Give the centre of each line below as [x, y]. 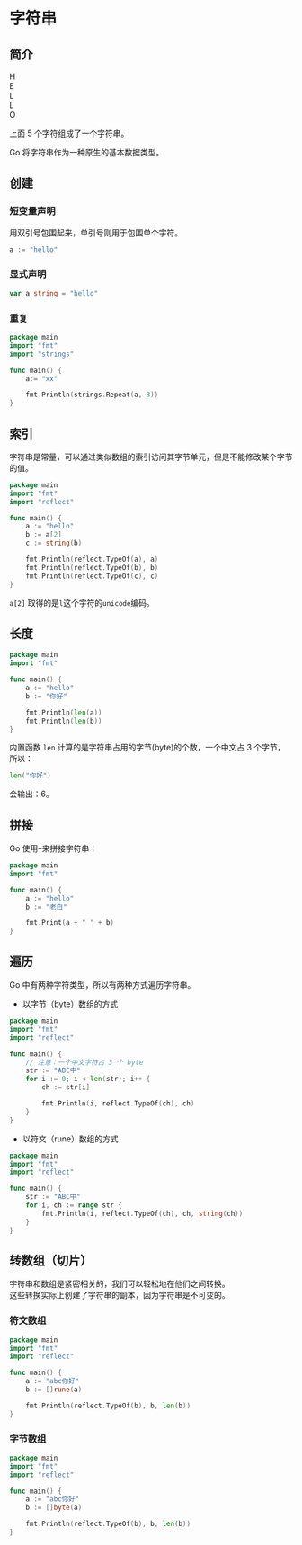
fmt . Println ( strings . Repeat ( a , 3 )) [92, 395]
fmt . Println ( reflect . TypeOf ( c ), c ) [92, 576]
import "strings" [42, 354]
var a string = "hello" [54, 293]
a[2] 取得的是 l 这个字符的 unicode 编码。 [82, 602]
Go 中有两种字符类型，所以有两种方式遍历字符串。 [102, 985]
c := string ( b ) [54, 543]
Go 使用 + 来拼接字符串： [53, 848]
